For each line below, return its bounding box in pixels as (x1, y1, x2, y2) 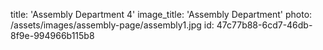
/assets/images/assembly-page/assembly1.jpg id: (10, 19, 215, 31)
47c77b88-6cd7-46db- (216, 19, 313, 31)
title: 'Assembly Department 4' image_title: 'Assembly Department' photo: (10, 9, 313, 20)
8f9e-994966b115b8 (10, 30, 95, 41)
